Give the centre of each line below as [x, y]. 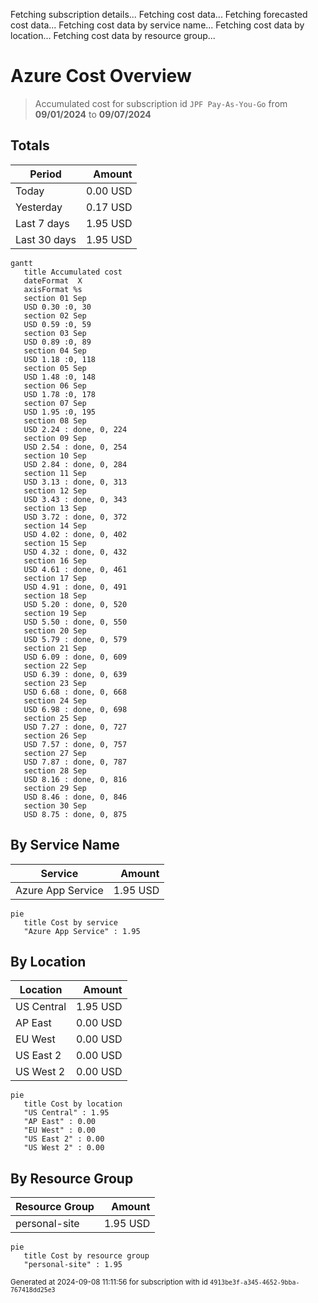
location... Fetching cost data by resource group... [113, 35]
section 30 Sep [55, 805]
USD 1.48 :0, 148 [60, 377]
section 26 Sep [55, 735]
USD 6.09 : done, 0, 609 [75, 657]
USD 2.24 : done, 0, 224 [75, 429]
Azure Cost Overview [101, 76]
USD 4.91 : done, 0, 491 [75, 587]
